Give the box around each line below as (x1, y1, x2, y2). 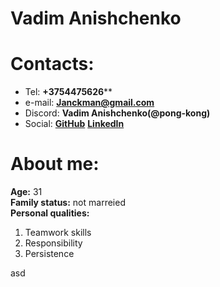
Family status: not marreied (10, 197, 126, 209)
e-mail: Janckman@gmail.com (24, 97, 155, 109)
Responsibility (24, 237, 83, 249)
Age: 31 (10, 186, 43, 198)
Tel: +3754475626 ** (24, 86, 113, 98)
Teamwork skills (24, 227, 92, 239)
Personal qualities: (10, 207, 90, 219)
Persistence (24, 248, 75, 260)
